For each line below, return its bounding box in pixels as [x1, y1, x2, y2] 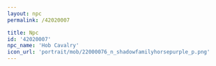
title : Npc [7, 29, 39, 36]
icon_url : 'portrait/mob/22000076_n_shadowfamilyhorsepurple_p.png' [7, 49, 210, 56]
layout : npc [7, 10, 42, 17]
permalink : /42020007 [7, 17, 70, 24]
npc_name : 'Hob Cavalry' [7, 42, 79, 49]
